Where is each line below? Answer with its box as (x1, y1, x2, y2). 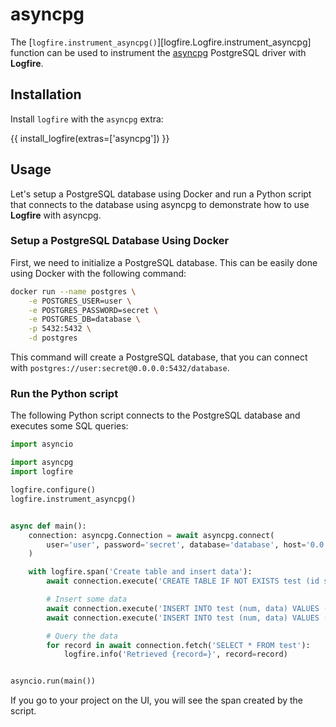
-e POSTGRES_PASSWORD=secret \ (28, 305, 159, 315)
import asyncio (10, 439, 74, 450)
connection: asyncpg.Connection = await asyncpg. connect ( (28, 530, 275, 540)
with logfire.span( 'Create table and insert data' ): (28, 567, 253, 577)
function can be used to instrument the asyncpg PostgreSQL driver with (10, 46, 307, 58)
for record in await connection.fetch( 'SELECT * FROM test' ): (46, 640, 311, 650)
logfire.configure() (10, 485, 97, 495)
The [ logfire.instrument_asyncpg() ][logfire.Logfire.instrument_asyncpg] (10, 36, 312, 48)
